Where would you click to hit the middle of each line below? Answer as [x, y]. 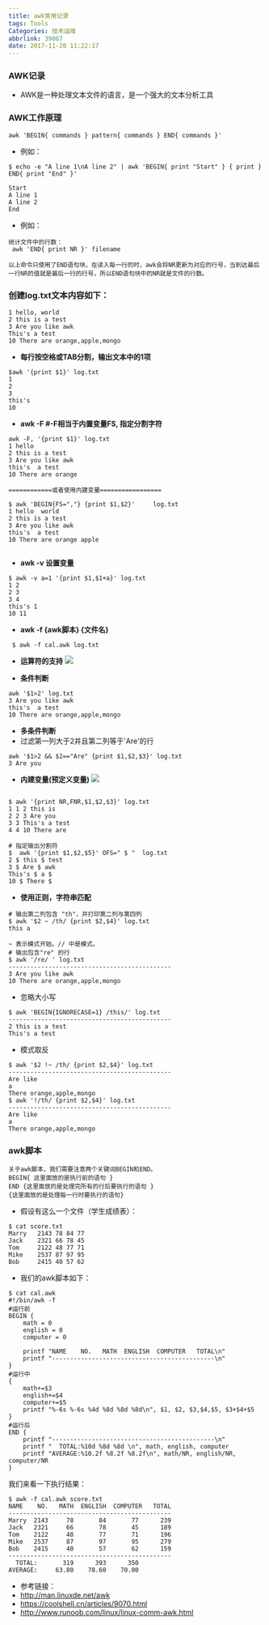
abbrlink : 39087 [36, 38]
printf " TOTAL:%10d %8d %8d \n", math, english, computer [126, 1447]
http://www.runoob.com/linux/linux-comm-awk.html [107, 1613]
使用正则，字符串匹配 [55, 898]
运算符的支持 [41, 661]
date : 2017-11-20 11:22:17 [54, 46]
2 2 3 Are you [32, 816]
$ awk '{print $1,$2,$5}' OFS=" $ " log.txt [88, 853]
